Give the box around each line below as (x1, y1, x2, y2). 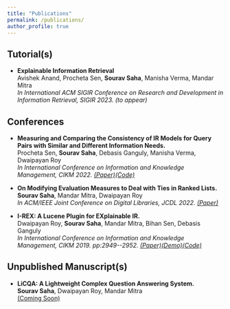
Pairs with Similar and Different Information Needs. (16, 142, 166, 149)
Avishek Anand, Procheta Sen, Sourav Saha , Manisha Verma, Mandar (16, 74, 214, 83)
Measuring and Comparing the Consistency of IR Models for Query (16, 134, 211, 142)
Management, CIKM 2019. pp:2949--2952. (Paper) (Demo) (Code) (16, 242, 203, 249)
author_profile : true (7, 23, 69, 30)
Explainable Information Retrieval (16, 67, 115, 75)
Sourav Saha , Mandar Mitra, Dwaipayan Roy (16, 191, 143, 200)
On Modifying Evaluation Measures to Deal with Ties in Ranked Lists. (16, 184, 218, 192)
